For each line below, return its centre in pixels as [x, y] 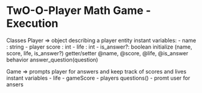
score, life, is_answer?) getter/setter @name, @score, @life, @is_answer [97, 53]
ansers [15, 84]
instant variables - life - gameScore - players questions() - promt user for [98, 78]
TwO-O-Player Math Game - [79, 11]
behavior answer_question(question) [52, 60]
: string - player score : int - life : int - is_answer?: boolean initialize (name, [99, 47]
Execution [32, 23]
